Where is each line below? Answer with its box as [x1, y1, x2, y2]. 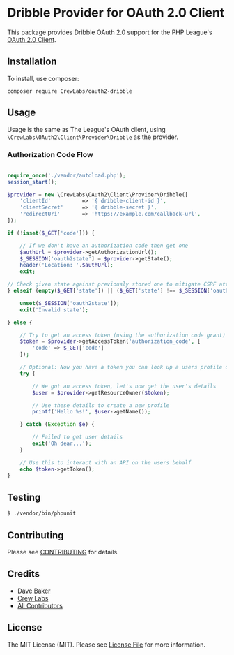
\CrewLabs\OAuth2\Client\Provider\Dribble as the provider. [7, 133, 179, 141]
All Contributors [17, 601, 63, 610]
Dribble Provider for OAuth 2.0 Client [7, 5, 225, 21]
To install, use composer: [7, 74, 79, 82]
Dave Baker [17, 587, 51, 595]
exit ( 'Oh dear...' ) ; [32, 440, 92, 448]
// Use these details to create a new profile [32, 402, 170, 409]
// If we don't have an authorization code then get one [19, 242, 189, 249]
